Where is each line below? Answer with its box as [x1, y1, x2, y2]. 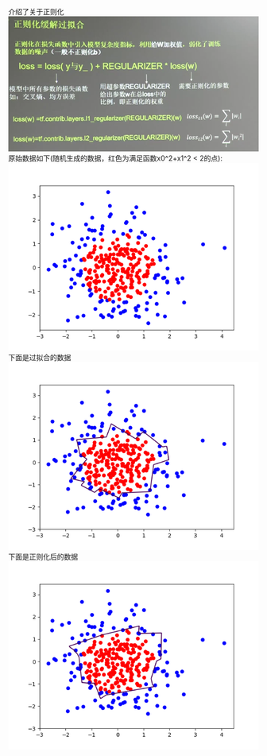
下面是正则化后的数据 [8, 552, 78, 562]
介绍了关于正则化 [8, 7, 64, 16]
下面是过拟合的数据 [8, 353, 72, 362]
